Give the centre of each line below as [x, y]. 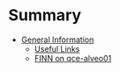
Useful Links [57, 48]
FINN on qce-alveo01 [73, 58]
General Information [57, 40]
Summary [45, 15]
